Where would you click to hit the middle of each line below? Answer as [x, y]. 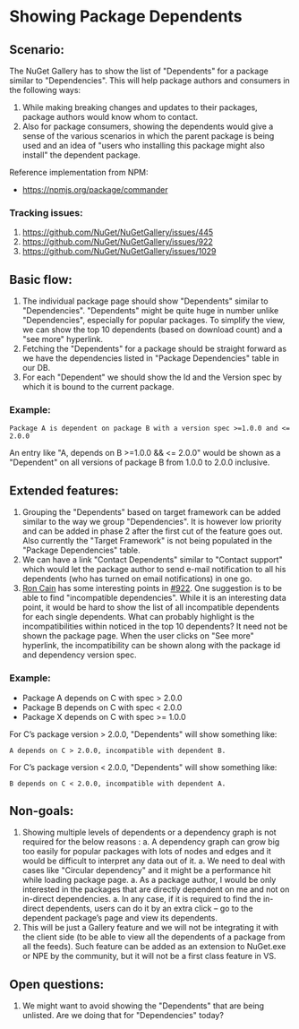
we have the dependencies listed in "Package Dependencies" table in [150, 358]
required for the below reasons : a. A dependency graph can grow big [151, 842]
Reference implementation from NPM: [79, 172]
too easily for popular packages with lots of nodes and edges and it [146, 852]
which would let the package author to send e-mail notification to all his [154, 570]
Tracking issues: [46, 212]
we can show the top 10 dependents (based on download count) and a [152, 330]
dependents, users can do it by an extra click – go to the [149, 909]
